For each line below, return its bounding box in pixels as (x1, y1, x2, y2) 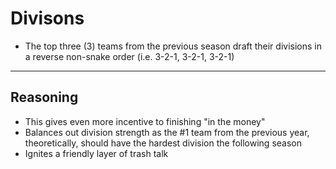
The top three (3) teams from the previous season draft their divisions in (24, 40, 322, 52)
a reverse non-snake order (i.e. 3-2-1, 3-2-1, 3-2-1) (24, 50, 235, 62)
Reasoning (10, 89, 79, 106)
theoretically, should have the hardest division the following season (24, 137, 302, 149)
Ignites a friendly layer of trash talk (24, 147, 169, 159)
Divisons (10, 7, 85, 30)
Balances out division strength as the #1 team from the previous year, (24, 126, 310, 138)
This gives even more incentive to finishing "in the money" (24, 115, 266, 127)
